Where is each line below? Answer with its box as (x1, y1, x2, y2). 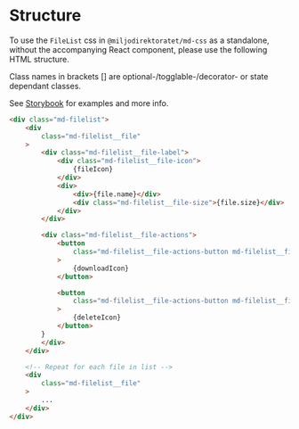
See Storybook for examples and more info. (9, 97, 169, 108)
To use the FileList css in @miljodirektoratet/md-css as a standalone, (9, 35, 270, 45)
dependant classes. (9, 80, 82, 91)
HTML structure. (9, 54, 69, 64)
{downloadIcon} (72, 264, 129, 273)
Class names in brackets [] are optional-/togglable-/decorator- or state (9, 70, 269, 81)
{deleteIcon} (72, 313, 122, 322)
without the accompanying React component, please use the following (9, 44, 268, 54)
